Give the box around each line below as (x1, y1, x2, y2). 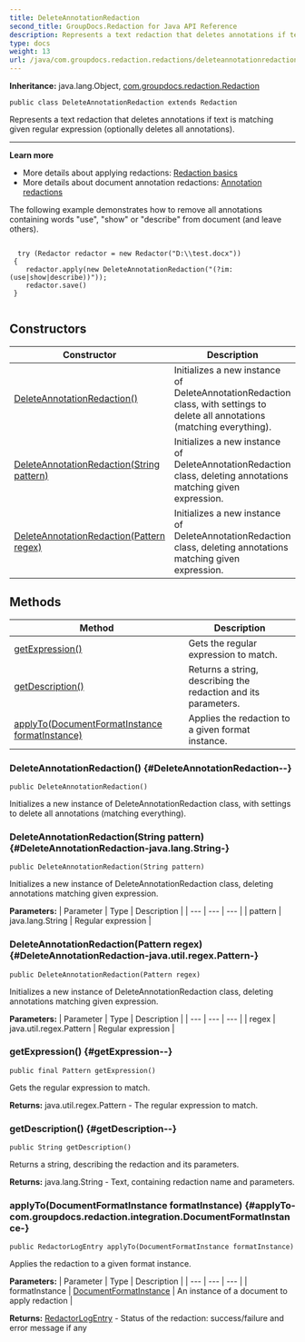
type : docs (9, 38, 51, 48)
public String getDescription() (9, 1143, 132, 1152)
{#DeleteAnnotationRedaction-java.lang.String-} (9, 841, 230, 854)
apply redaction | (9, 1296, 74, 1307)
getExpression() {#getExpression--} (9, 1046, 173, 1059)
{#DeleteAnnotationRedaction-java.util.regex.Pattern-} (9, 949, 259, 962)
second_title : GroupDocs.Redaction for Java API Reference (9, 22, 238, 31)
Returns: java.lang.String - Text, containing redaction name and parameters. (9, 1177, 295, 1188)
